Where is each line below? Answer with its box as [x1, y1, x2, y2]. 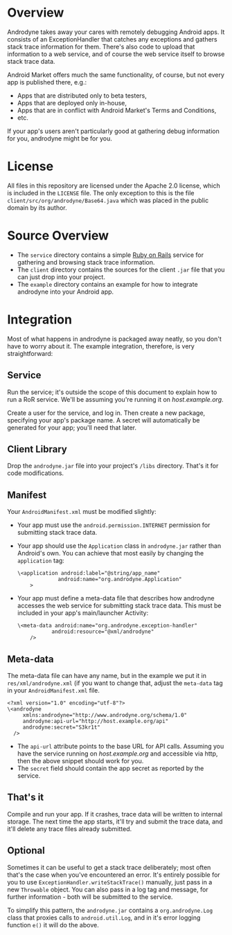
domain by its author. [7, 203, 67, 212]
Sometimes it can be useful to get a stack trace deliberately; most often [7, 863, 211, 871]
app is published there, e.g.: [7, 78, 87, 86]
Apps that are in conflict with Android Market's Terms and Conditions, [17, 106, 217, 114]
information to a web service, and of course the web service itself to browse [7, 50, 225, 58]
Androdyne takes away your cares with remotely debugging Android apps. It [7, 28, 225, 36]
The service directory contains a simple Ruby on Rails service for [17, 251, 204, 259]
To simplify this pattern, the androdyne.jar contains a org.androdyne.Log [7, 906, 213, 914]
